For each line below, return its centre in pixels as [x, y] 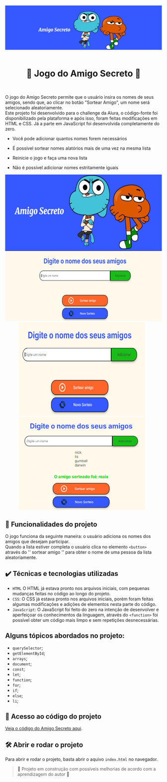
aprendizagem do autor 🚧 [43, 775]
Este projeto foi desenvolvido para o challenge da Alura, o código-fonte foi [82, 113]
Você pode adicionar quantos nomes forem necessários [70, 139]
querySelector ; [28, 648]
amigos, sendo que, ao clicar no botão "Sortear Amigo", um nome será [78, 102]
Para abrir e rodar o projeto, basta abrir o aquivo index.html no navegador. [82, 760]
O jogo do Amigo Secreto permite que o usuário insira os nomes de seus [80, 97]
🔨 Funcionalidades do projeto [51, 524]
